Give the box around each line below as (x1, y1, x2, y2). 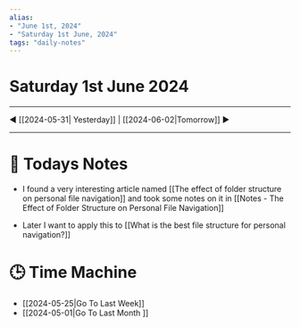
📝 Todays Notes (9, 154, 129, 174)
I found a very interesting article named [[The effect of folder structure (21, 184, 282, 195)
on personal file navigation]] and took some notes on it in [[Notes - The (21, 193, 284, 204)
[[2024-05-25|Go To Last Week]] (21, 298, 145, 309)
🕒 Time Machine (9, 263, 137, 282)
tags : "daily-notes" (9, 38, 87, 47)
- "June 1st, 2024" (9, 21, 82, 30)
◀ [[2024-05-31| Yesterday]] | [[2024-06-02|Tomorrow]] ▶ (9, 114, 230, 125)
